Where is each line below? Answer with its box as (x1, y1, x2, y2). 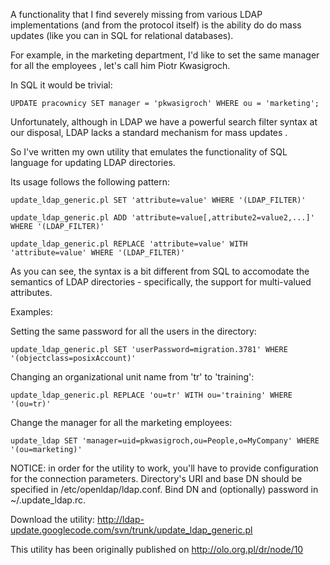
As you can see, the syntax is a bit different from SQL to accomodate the (10, 265, 310, 277)
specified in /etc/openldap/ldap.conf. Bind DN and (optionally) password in (10, 484, 319, 495)
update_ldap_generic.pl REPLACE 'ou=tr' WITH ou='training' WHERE (10, 390, 293, 400)
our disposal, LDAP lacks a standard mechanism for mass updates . (10, 127, 288, 138)
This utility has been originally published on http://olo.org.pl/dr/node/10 (10, 544, 304, 555)
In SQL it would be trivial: (10, 79, 113, 91)
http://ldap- (96, 514, 145, 525)
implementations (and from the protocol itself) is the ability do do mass (10, 19, 302, 31)
